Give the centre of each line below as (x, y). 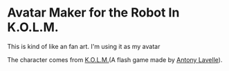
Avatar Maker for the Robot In (93, 13)
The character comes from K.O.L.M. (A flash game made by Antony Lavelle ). (115, 59)
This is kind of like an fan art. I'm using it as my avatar (84, 46)
